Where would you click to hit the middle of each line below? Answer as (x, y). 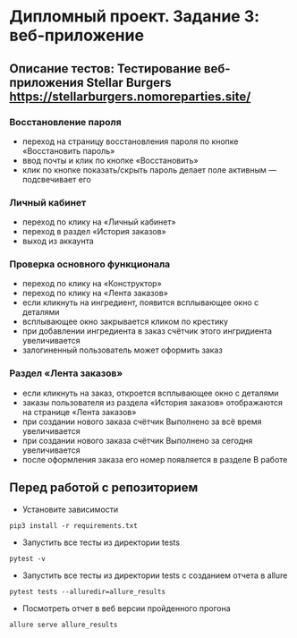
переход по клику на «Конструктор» (92, 284)
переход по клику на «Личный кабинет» (99, 222)
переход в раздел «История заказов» (94, 232)
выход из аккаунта (58, 241)
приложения (47, 82)
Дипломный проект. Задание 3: (135, 17)
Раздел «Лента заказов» (66, 373)
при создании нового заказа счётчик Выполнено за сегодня (137, 440)
